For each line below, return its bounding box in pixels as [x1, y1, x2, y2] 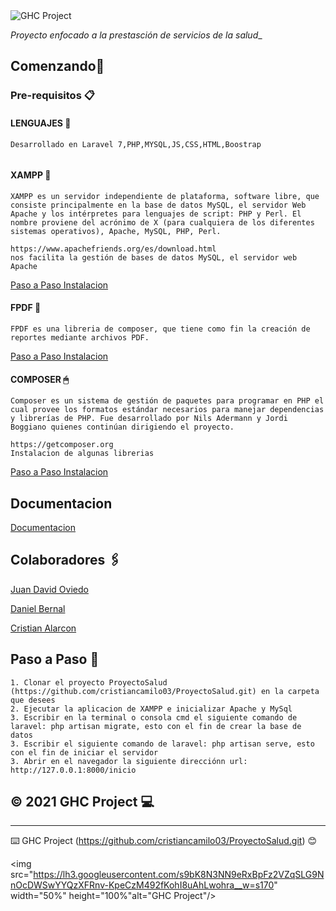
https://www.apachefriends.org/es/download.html [10, 244, 217, 254]
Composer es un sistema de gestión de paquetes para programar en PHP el [10, 396, 325, 406]
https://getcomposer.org [10, 440, 114, 450]
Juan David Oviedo [10, 583, 89, 595]
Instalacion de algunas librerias [10, 449, 155, 459]
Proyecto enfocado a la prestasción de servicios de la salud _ [10, 29, 263, 41]
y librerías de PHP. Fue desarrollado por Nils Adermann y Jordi [10, 414, 288, 424]
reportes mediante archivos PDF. [10, 332, 150, 343]
